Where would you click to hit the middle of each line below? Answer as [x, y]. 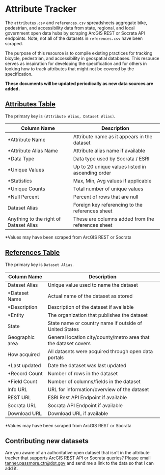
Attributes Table [30, 104]
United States [63, 329]
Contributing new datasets [47, 441]
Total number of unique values [108, 189]
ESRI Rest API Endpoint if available [87, 397]
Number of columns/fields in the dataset [94, 381]
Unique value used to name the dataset [93, 285]
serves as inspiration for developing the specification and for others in [76, 63]
